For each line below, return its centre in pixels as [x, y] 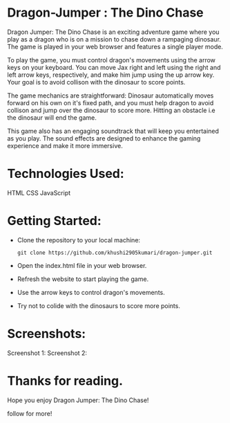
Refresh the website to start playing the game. [83, 279]
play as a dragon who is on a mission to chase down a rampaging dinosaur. [114, 39]
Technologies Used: [66, 174]
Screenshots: [47, 334]
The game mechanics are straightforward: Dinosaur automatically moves [111, 96]
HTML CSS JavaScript [39, 192]
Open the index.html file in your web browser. [82, 265]
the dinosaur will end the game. [52, 117]
